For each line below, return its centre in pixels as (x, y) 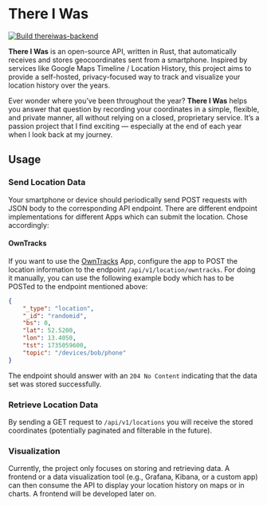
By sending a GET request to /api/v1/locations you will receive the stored (131, 422)
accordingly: (29, 225)
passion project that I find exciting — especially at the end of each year (125, 126)
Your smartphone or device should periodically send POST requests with (128, 199)
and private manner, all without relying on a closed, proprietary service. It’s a (134, 117)
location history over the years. (59, 85)
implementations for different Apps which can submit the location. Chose (128, 217)
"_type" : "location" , (58, 308)
